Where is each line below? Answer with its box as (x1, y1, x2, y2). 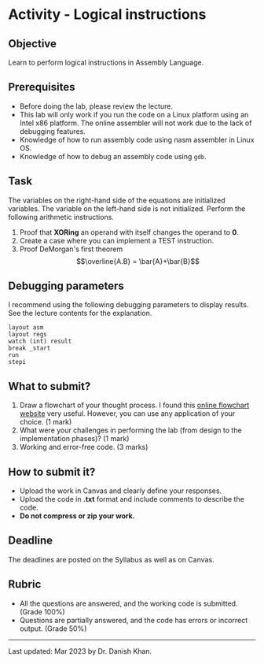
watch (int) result (8, 337, 72, 346)
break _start (8, 344, 51, 352)
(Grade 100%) (19, 607, 65, 616)
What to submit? (8, 380, 91, 393)
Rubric (8, 577, 42, 592)
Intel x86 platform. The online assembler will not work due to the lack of (19, 118, 252, 128)
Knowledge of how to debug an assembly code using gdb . (19, 151, 207, 161)
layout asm (8, 324, 44, 332)
